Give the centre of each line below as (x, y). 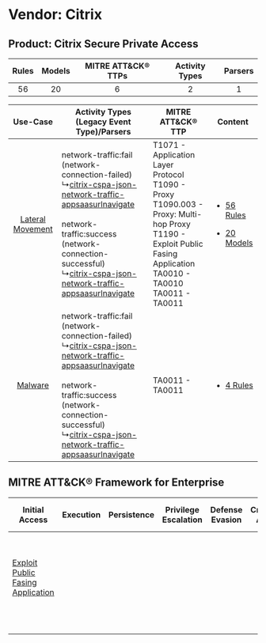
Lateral (33, 219)
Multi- (190, 214)
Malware (33, 385)
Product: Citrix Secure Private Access (103, 44)
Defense (226, 509)
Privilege (182, 509)
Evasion (226, 520)
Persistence (131, 514)
